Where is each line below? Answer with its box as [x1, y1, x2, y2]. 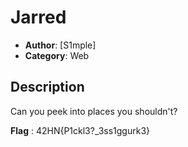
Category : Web [24, 49, 90, 61]
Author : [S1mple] [24, 39, 97, 51]
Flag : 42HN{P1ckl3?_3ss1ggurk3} [10, 124, 151, 136]
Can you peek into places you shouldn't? [10, 105, 178, 117]
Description [10, 79, 85, 96]
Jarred [10, 6, 67, 29]
